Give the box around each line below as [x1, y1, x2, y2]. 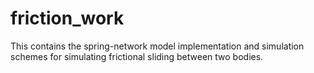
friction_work [10, 7, 125, 30]
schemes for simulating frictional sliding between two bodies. [10, 50, 264, 62]
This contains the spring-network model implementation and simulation [10, 40, 305, 52]
